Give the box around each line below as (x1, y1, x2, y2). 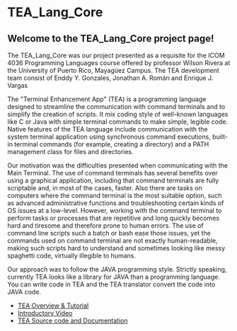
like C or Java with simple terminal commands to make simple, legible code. (7, 117, 229, 126)
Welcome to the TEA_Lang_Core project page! (7, 33, 214, 45)
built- (212, 132, 229, 141)
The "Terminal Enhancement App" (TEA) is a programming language (7, 95, 207, 103)
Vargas (7, 81, 28, 89)
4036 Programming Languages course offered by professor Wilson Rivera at (7, 59, 231, 67)
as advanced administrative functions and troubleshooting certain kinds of (7, 199, 224, 207)
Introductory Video (17, 309, 73, 317)
